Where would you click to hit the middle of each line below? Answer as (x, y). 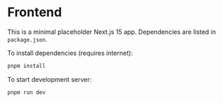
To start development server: (50, 79)
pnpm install (27, 66)
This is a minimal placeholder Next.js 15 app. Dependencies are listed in (111, 32)
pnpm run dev (27, 92)
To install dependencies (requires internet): (70, 53)
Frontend (35, 12)
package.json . (27, 39)
